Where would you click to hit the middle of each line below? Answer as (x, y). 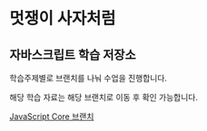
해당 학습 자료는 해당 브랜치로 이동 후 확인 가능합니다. (103, 97)
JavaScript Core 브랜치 (52, 117)
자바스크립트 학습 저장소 (73, 55)
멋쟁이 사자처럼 (63, 19)
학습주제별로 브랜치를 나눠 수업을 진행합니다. (89, 78)
